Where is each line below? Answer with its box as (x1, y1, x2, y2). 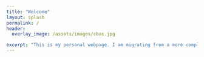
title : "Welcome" (6, 8, 50, 15)
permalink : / (6, 20, 39, 26)
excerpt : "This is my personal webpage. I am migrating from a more (6, 42, 183, 48)
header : (6, 25, 26, 32)
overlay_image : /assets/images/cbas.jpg (12, 31, 115, 37)
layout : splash (6, 14, 45, 20)
